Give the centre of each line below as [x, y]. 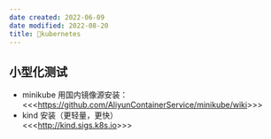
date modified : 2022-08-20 [59, 26]
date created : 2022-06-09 [57, 17]
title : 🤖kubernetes [45, 34]
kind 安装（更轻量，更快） [70, 115]
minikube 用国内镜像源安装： [75, 95]
